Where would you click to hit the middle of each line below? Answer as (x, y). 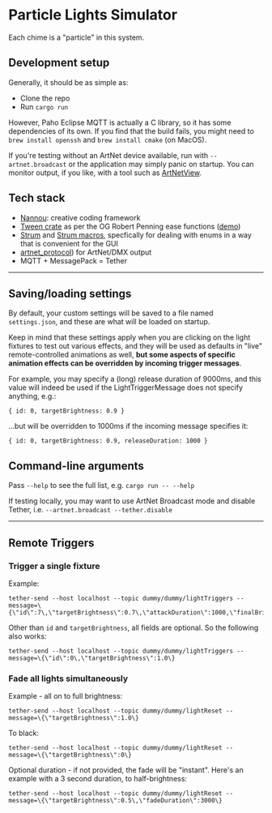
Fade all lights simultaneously (68, 678)
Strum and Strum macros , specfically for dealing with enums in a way (136, 235)
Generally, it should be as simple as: (68, 82)
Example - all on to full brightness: (66, 696)
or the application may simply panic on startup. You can (161, 164)
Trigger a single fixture (54, 566)
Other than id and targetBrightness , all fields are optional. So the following (134, 627)
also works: (28, 636)
